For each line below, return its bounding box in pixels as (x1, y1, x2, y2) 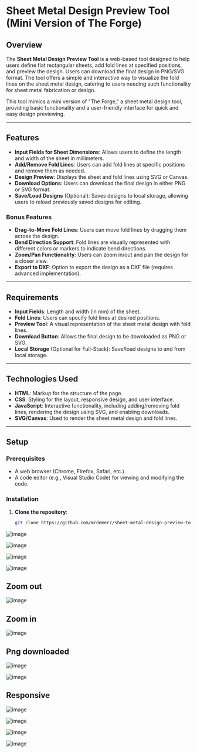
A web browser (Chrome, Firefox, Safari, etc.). (14, 468, 126, 475)
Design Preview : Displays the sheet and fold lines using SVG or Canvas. (14, 173, 189, 180)
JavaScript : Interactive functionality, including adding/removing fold (14, 402, 180, 409)
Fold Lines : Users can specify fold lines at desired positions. (14, 314, 161, 321)
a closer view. (14, 257, 48, 264)
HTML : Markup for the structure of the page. (14, 389, 123, 396)
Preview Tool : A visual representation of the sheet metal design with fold (14, 320, 191, 327)
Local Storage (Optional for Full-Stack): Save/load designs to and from (14, 345, 186, 352)
